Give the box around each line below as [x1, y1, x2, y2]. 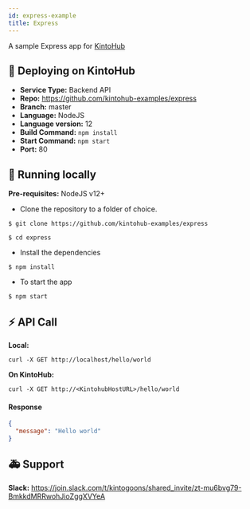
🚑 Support [8, 458, 64, 472]
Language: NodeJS [19, 111, 85, 120]
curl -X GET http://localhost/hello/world [8, 356, 151, 364]
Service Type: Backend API [19, 85, 111, 95]
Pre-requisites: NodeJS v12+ [8, 189, 105, 199]
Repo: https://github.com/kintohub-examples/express [19, 93, 197, 104]
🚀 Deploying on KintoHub [8, 64, 135, 77]
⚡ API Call [8, 315, 57, 329]
